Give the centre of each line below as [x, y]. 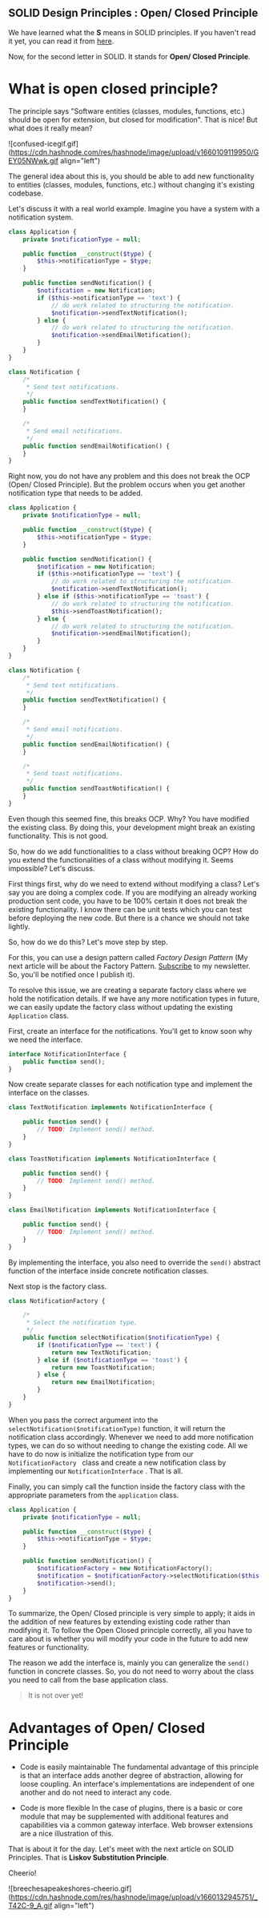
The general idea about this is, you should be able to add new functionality [131, 176]
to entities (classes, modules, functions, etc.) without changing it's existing [131, 184]
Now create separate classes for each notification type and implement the [130, 1084]
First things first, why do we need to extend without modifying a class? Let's [134, 883]
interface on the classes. [49, 1093]
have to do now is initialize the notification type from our [101, 1454]
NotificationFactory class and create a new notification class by [117, 1462]
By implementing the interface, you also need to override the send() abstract [134, 1262]
